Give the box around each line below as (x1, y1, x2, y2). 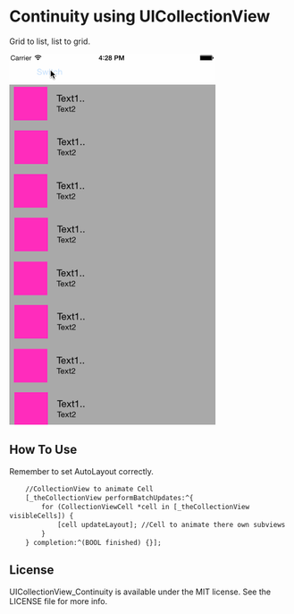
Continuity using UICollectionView (9, 6, 271, 27)
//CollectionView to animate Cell (25, 484, 154, 493)
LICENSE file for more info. (9, 595, 108, 606)
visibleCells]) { (9, 511, 74, 520)
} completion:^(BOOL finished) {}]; (25, 538, 163, 547)
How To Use (9, 442, 78, 457)
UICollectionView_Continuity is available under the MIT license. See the (9, 586, 271, 597)
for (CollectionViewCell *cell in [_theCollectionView (41, 502, 250, 511)
